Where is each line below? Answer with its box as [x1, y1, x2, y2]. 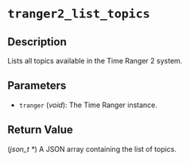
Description [7, 35, 67, 48]
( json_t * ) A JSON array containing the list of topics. [7, 144, 176, 153]
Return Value [7, 123, 73, 137]
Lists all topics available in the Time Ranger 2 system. [7, 56, 183, 65]
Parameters [7, 79, 67, 93]
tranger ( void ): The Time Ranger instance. [18, 100, 158, 110]
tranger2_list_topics [7, 6, 150, 21]
